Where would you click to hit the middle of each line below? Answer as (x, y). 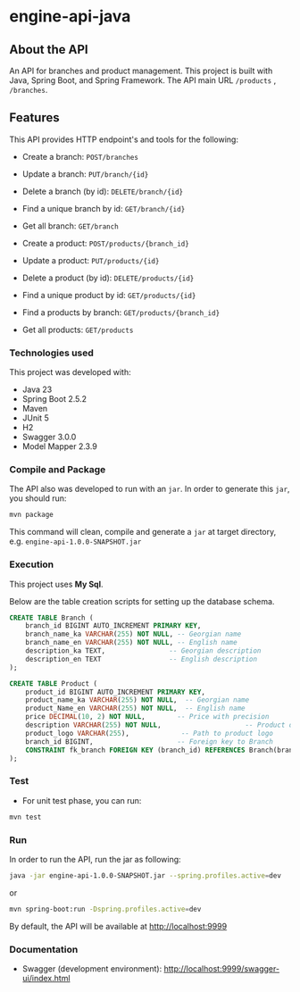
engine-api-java (70, 17)
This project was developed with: (70, 372)
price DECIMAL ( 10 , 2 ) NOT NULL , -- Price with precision (147, 717)
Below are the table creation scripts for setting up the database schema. (142, 601)
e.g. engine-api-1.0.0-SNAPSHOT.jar (75, 541)
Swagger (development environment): (92, 968)
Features (34, 118)
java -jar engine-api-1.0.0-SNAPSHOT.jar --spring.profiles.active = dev (145, 875)
